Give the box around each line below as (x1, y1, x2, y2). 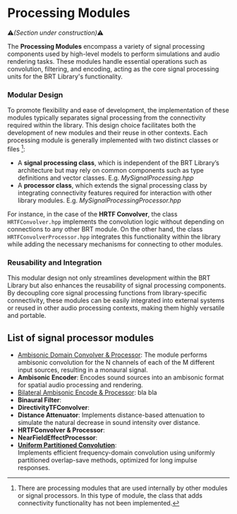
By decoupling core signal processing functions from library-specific (7, 289, 207, 297)
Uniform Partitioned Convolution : (17, 441, 117, 449)
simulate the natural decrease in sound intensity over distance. (17, 418, 200, 426)
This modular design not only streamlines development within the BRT (7, 274, 211, 282)
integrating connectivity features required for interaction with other (17, 188, 212, 197)
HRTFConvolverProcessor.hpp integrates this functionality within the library (7, 232, 221, 241)
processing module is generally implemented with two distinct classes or (7, 136, 219, 144)
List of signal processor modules (7, 331, 154, 344)
